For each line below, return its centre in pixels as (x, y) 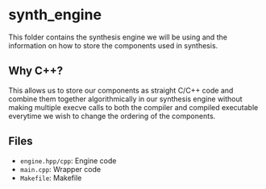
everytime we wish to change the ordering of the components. (112, 116)
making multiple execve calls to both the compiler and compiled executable (133, 107)
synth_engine (55, 15)
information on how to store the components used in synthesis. (113, 45)
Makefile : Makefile (51, 178)
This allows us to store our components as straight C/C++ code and (121, 90)
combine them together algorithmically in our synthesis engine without (126, 99)
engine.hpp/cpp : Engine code (68, 160)
